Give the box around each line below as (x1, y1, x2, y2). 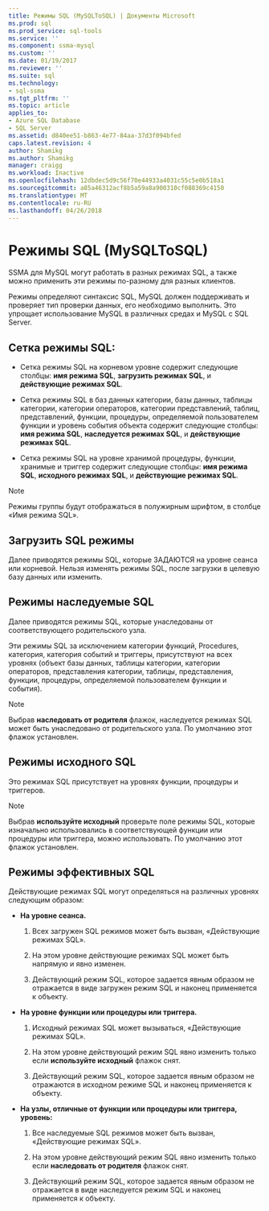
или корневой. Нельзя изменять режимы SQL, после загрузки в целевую (8, 563, 260, 572)
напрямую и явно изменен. (31, 959, 126, 969)
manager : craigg (8, 162, 63, 170)
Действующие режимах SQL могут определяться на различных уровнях (8, 887, 259, 896)
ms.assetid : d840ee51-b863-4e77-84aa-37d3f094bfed (8, 131, 181, 139)
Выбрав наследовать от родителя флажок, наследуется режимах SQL (8, 714, 253, 725)
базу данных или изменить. (8, 572, 103, 581)
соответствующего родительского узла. (8, 625, 147, 634)
